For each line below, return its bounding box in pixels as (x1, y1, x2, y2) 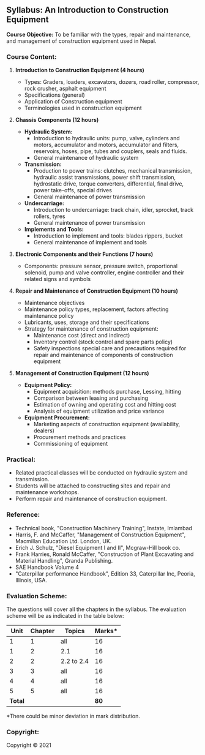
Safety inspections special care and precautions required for (33, 345, 187, 352)
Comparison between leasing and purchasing (33, 394, 149, 402)
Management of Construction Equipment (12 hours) (15, 370, 149, 377)
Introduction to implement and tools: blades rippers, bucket (33, 232, 183, 239)
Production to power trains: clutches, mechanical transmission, (33, 167, 193, 175)
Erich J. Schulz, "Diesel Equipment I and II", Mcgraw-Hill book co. (15, 544, 181, 551)
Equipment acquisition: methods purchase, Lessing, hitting (33, 388, 182, 396)
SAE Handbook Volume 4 (15, 563, 80, 571)
